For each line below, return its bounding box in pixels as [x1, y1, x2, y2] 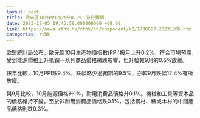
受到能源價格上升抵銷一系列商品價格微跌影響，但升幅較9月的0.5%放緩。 [6, 57, 188, 64]
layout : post [6, 9, 40, 15]
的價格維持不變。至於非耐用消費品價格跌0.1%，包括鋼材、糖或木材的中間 [6, 98, 188, 105]
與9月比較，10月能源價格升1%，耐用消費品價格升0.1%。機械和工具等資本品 [6, 90, 195, 97]
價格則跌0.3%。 [11, 105, 52, 113]
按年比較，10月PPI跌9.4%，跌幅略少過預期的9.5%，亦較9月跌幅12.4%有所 [6, 69, 193, 77]
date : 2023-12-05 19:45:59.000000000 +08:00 [6, 20, 121, 26]
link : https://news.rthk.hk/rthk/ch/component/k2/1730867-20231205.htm [6, 26, 191, 32]
